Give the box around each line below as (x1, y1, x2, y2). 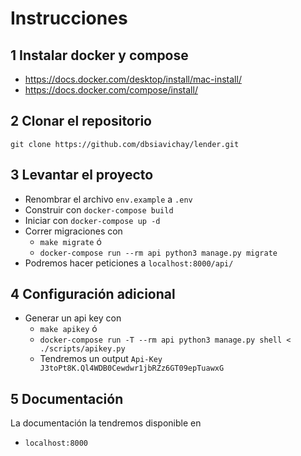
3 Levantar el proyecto (10, 167, 154, 184)
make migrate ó (39, 235, 102, 247)
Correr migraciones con (24, 225, 123, 237)
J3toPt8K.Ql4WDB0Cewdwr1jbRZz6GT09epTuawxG (39, 363, 225, 374)
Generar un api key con (24, 312, 122, 324)
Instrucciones (10, 7, 128, 30)
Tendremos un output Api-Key (39, 353, 163, 365)
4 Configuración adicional (10, 286, 176, 303)
